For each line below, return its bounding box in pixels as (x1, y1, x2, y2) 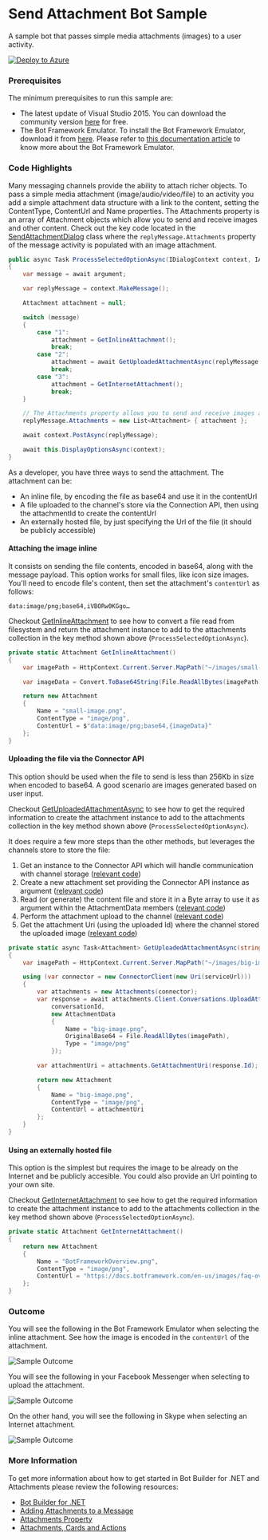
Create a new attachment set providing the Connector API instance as (19, 877, 250, 886)
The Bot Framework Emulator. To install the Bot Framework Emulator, (19, 125, 246, 136)
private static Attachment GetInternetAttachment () (8, 1228, 183, 1236)
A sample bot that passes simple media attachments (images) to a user (8, 31, 242, 41)
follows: (8, 586, 34, 596)
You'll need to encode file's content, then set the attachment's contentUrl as (8, 578, 261, 587)
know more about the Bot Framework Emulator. (19, 143, 175, 152)
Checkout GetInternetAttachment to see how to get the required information (8, 1195, 258, 1205)
